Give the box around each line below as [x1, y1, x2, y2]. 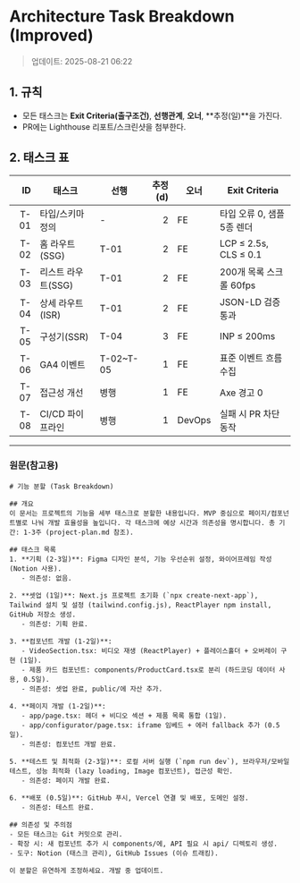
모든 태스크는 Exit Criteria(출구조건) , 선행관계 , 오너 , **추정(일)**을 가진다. [21, 110, 283, 121]
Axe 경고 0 [220, 386, 263, 399]
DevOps [177, 413, 212, 426]
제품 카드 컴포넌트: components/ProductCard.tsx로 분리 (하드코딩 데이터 [29, 665, 276, 675]
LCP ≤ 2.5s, [220, 237, 270, 250]
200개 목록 [220, 266, 265, 278]
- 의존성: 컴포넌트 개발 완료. [21, 740, 117, 749]
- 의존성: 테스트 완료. [21, 802, 95, 811]
